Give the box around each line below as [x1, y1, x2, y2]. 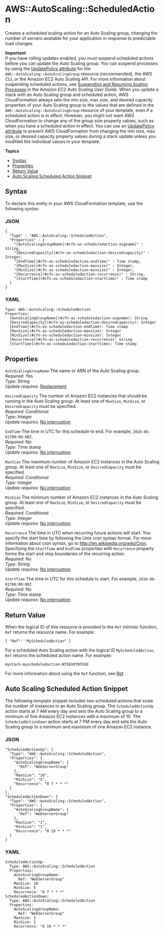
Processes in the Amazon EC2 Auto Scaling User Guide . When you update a [5, 86, 159, 92]
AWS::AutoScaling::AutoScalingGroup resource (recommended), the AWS [5, 71, 153, 76]
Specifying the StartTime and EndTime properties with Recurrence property [5, 546, 154, 552]
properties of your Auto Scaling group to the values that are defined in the [5, 102, 154, 108]
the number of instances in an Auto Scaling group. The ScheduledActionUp [5, 703, 154, 709]
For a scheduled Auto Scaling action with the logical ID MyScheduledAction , [5, 647, 155, 653]
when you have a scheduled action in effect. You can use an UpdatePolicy [5, 123, 155, 128]
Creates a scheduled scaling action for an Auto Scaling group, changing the [5, 30, 158, 36]
